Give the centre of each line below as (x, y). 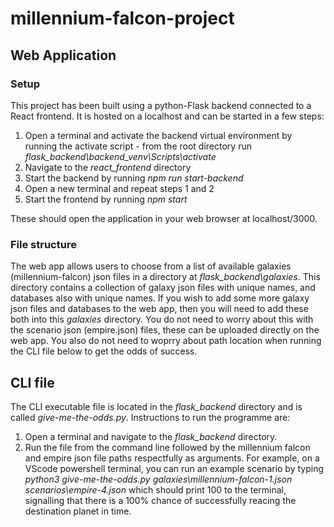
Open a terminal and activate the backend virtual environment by (158, 135)
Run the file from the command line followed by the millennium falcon (167, 447)
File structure (43, 244)
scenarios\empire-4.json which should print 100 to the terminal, (155, 489)
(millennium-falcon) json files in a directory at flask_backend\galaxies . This (165, 277)
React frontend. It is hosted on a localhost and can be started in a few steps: (167, 116)
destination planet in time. (78, 511)
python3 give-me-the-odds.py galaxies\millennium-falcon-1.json (158, 479)
